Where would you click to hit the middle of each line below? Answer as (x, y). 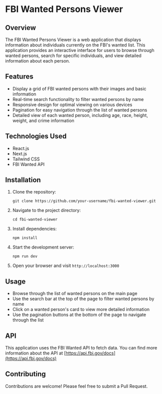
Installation (23, 180)
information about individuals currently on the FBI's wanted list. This (75, 45)
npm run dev (25, 256)
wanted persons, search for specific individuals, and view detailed (73, 55)
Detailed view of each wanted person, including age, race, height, (80, 115)
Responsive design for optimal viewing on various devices (72, 104)
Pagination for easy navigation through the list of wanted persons (80, 110)
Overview (21, 28)
